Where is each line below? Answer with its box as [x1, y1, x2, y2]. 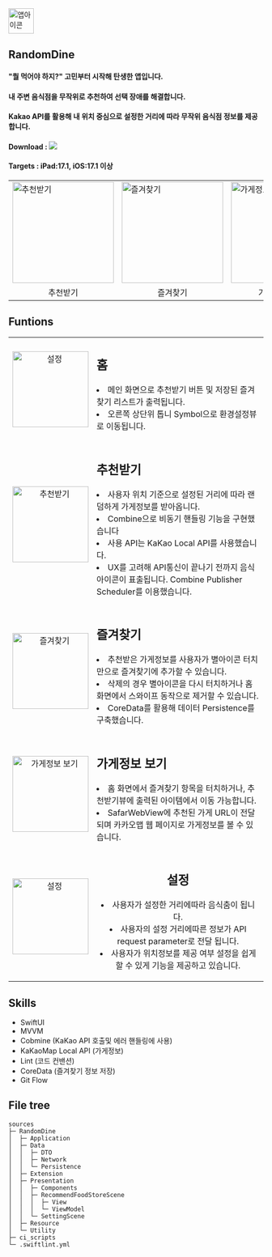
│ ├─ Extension [8, 1170, 63, 1178]
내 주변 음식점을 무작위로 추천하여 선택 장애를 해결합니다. [8, 91, 186, 101]
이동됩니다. [106, 421, 146, 432]
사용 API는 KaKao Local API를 [108, 537, 219, 549]
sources [8, 1120, 35, 1128]
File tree [8, 1098, 50, 1112]
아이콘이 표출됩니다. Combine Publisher [96, 574, 243, 585]
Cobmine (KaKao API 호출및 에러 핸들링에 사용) [19, 1036, 172, 1046]
